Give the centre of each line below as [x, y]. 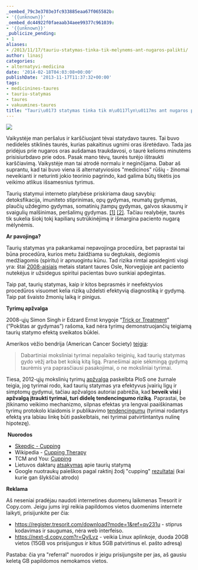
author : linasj [25, 56]
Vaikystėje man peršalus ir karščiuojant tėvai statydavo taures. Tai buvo [93, 138]
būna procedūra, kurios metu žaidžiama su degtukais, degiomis [83, 254]
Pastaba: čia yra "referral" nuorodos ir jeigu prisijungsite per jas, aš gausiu [96, 555]
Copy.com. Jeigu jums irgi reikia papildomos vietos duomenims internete [94, 507]
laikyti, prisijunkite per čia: [38, 513]
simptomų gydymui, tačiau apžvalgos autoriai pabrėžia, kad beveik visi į [94, 392]
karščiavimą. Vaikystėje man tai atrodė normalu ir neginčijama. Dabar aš [93, 164]
